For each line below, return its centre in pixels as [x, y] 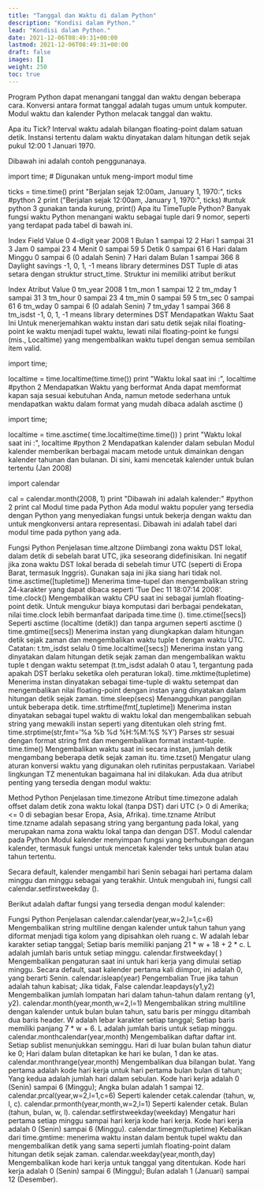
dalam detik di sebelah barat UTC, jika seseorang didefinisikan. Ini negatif [127, 556]
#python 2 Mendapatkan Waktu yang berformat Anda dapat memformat [125, 387]
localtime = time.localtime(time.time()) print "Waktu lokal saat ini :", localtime [132, 378]
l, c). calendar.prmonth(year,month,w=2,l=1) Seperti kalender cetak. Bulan [128, 1103]
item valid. [25, 348]
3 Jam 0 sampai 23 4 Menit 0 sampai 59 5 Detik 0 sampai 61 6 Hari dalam [128, 249]
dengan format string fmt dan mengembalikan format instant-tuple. [117, 740]
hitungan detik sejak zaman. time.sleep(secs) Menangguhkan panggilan [125, 698]
